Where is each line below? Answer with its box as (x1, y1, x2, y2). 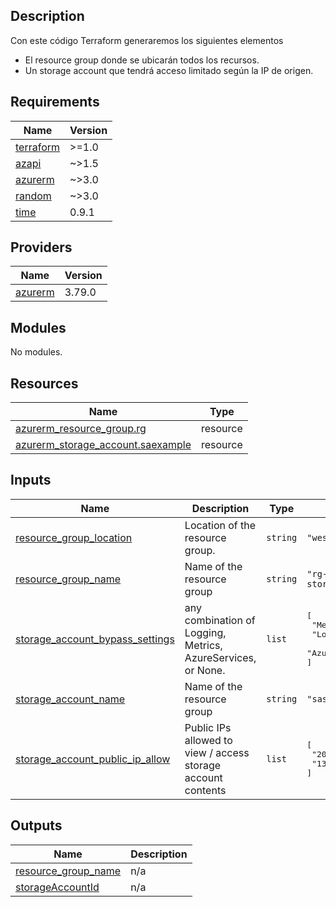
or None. (184, 663, 226, 677)
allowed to (184, 733, 233, 747)
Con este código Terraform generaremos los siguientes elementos (10, 34, 284, 46)
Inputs (10, 472, 52, 489)
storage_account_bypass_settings (15, 632, 175, 646)
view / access (184, 745, 250, 759)
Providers (10, 239, 73, 256)
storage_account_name (15, 692, 126, 706)
